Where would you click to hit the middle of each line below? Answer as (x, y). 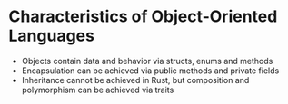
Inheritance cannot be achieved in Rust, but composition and (135, 80)
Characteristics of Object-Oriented (143, 17)
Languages (51, 36)
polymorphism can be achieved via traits (98, 90)
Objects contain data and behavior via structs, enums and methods (147, 61)
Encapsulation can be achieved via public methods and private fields (150, 71)
